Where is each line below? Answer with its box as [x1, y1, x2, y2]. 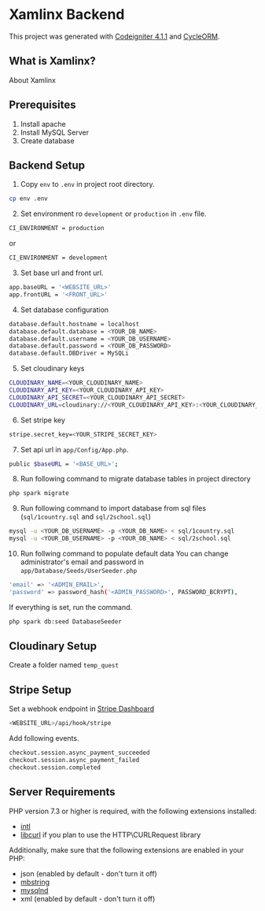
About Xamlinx [9, 75, 56, 84]
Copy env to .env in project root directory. [20, 180, 156, 189]
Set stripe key [20, 415, 66, 425]
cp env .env [9, 195, 48, 203]
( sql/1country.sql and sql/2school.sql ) [20, 512, 152, 522]
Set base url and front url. [20, 268, 104, 277]
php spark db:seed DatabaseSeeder [9, 617, 123, 626]
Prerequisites [9, 99, 76, 112]
